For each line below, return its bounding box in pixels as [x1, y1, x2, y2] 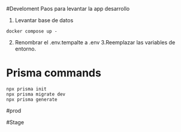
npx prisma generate [6, 96, 58, 103]
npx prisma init [6, 86, 47, 92]
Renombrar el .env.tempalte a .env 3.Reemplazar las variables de [14, 39, 176, 46]
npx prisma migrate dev [6, 91, 66, 97]
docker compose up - [6, 28, 58, 34]
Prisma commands [6, 66, 102, 80]
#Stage [6, 118, 25, 125]
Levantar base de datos [14, 17, 74, 23]
